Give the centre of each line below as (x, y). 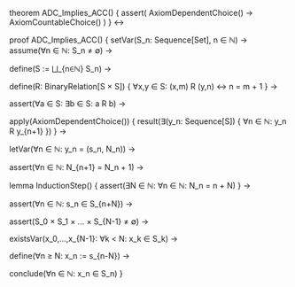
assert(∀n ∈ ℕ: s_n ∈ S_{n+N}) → (71, 204)
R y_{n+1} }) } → (38, 131)
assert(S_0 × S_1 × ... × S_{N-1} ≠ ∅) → (79, 221)
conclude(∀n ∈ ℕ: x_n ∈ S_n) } (66, 273)
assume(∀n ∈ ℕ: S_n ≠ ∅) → (61, 50)
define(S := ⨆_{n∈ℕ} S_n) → (61, 69)
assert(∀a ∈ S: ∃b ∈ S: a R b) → (68, 104)
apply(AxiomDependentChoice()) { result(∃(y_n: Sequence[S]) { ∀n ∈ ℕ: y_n (148, 121)
